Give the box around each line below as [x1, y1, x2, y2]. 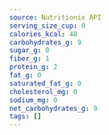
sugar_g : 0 [9, 46, 50, 55]
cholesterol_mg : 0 [9, 87, 78, 96]
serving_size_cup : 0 [9, 21, 87, 30]
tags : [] [9, 112, 42, 121]
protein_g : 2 [9, 63, 58, 72]
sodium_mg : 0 [9, 95, 58, 105]
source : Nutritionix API [9, 12, 102, 22]
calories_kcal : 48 [9, 29, 78, 38]
